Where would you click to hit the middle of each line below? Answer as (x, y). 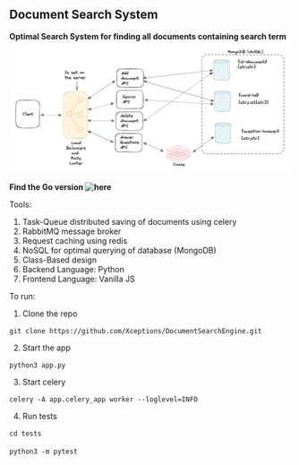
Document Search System (84, 15)
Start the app (47, 348)
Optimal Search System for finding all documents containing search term (148, 36)
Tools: (21, 204)
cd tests (26, 434)
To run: (22, 297)
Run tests (40, 417)
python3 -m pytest (43, 452)
